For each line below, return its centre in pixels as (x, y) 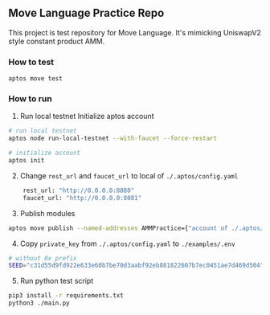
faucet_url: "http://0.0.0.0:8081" (82, 198)
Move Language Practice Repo (86, 13)
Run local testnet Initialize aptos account (87, 117)
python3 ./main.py (39, 303)
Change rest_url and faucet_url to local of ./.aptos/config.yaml (129, 175)
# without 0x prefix (43, 258)
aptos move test (35, 79)
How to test (31, 62)
